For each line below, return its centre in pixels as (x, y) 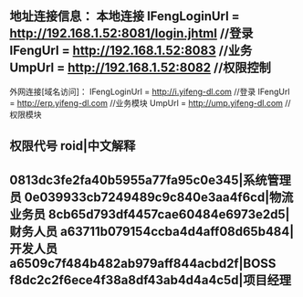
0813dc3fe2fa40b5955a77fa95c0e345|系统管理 (151, 180)
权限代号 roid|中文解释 (73, 146)
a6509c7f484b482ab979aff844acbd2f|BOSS (143, 263)
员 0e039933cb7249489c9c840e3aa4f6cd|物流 (151, 197)
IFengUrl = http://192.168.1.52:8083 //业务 (131, 51)
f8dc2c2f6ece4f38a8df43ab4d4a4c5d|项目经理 (151, 280)
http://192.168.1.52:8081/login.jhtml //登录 (131, 33)
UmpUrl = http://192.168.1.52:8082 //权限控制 (141, 68)
